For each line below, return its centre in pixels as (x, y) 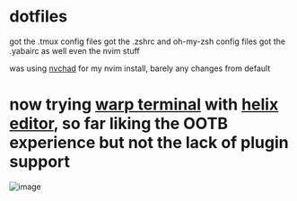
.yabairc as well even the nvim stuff (75, 50)
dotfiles (39, 17)
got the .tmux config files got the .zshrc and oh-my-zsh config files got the (147, 41)
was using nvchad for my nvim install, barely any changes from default (140, 68)
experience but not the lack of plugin (149, 143)
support (39, 162)
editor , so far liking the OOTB (119, 124)
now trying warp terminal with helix (144, 105)
